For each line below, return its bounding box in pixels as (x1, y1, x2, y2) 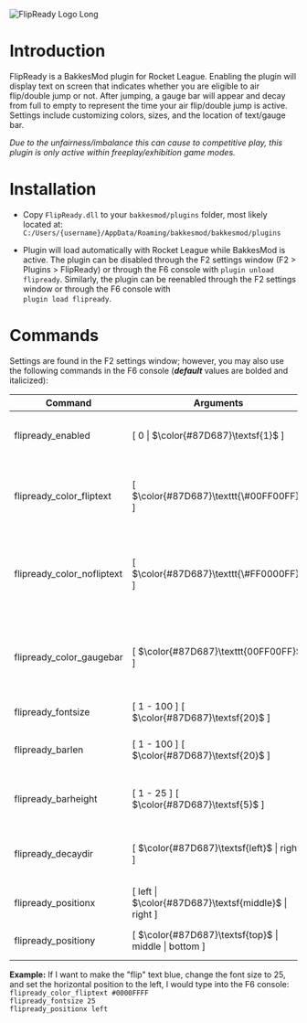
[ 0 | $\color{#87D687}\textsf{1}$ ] (132, 429, 285, 442)
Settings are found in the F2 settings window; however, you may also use (9, 355, 285, 366)
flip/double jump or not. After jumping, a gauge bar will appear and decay (9, 90, 286, 101)
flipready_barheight (14, 792, 98, 805)
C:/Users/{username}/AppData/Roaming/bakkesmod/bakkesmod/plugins (22, 229, 281, 238)
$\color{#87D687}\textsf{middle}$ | (132, 896, 288, 909)
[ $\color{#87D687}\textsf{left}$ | (132, 841, 279, 854)
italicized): (9, 375, 48, 386)
